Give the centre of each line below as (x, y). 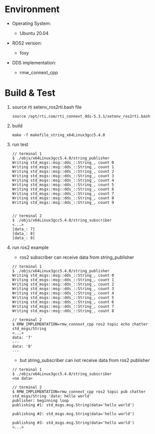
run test (20, 144)
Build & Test (30, 93)
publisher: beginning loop (40, 401)
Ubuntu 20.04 (34, 33)
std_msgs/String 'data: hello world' (52, 396)
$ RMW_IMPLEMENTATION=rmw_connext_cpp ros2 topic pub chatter (79, 391)
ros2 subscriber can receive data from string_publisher (77, 257)
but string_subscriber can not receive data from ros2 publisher (85, 360)
